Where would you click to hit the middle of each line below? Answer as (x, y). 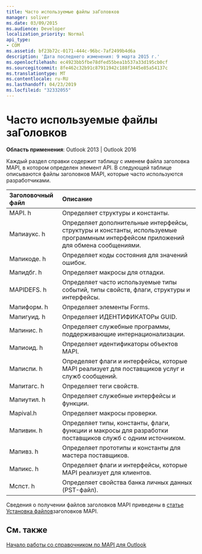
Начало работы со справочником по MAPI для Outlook (76, 544)
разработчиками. (29, 180)
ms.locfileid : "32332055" (38, 90)
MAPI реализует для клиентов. (107, 472)
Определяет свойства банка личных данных (127, 482)
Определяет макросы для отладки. (114, 272)
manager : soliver (28, 17)
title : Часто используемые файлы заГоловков (63, 12)
